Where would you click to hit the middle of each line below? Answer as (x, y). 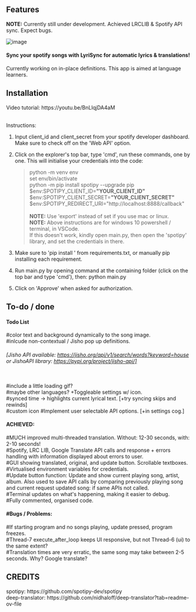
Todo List (18, 322)
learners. (17, 75)
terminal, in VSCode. (54, 229)
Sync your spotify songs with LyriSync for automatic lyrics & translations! (98, 55)
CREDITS (23, 577)
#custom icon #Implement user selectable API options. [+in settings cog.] (95, 411)
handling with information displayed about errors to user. (75, 456)
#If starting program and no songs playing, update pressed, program (89, 527)
